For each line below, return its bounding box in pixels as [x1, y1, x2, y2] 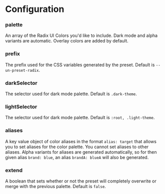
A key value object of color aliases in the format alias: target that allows [5, 138, 157, 144]
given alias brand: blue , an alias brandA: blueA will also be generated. [5, 154, 149, 160]
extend [5, 167, 23, 174]
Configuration [5, 3, 65, 15]
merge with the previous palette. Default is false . [5, 183, 106, 189]
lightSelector [5, 103, 37, 110]
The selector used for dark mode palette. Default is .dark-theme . [5, 91, 137, 97]
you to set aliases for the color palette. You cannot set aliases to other [5, 144, 149, 150]
